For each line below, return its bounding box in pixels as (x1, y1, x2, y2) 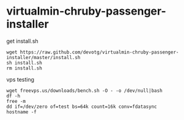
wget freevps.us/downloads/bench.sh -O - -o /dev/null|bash (6, 87, 163, 94)
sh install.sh (6, 60, 43, 66)
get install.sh (6, 37, 39, 44)
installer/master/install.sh (6, 54, 81, 60)
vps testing (6, 76, 35, 83)
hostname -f (6, 108, 37, 115)
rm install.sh (6, 65, 43, 71)
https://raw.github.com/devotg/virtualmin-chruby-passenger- (20, 49, 179, 55)
